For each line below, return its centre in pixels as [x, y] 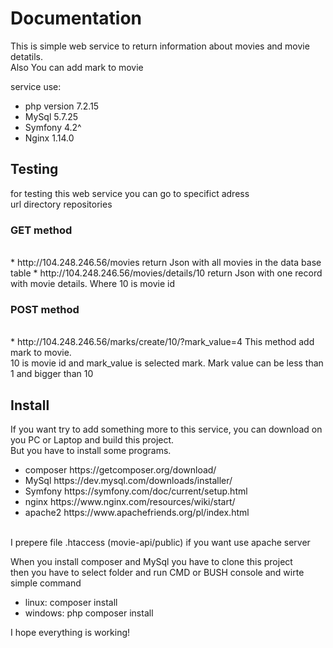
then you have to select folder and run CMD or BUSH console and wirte [157, 573]
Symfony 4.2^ [53, 127]
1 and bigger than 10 [52, 374]
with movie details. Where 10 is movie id [93, 284]
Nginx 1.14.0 [49, 138]
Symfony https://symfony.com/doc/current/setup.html [136, 491]
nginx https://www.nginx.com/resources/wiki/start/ [130, 502]
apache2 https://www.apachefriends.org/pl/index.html [137, 513]
